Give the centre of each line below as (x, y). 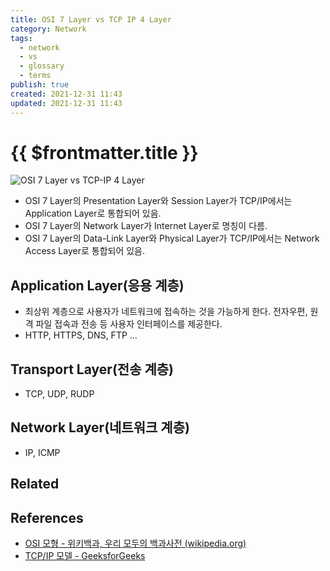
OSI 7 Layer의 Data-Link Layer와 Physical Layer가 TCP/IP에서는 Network (172, 238)
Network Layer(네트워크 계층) (100, 427)
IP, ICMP (42, 452)
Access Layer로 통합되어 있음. (84, 251)
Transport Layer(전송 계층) (92, 369)
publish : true (40, 85)
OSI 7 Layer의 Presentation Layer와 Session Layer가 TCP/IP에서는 (158, 201)
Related (35, 484)
